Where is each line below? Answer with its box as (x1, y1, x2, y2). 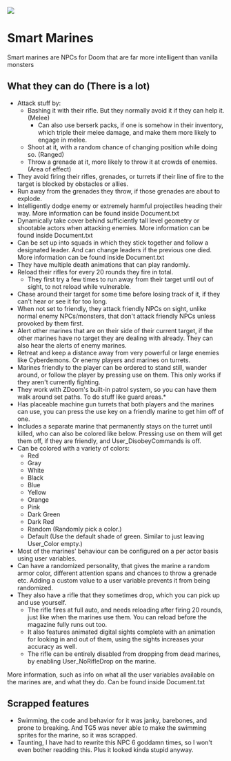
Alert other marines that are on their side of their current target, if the (17, 326, 214, 335)
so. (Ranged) (27, 150, 64, 158)
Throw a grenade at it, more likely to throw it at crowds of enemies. (27, 158, 218, 166)
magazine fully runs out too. (27, 620, 108, 628)
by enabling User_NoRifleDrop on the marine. (27, 657, 157, 665)
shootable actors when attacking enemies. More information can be (17, 223, 210, 232)
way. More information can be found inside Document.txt (17, 209, 179, 217)
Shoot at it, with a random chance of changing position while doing (27, 142, 218, 151)
